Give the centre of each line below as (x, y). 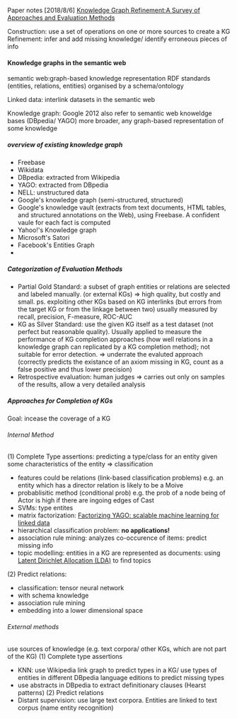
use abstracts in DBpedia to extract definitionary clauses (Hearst (112, 685)
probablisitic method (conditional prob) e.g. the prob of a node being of (121, 493)
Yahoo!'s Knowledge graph (57, 230)
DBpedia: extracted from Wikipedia (69, 178)
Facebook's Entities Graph (56, 245)
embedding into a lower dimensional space (80, 611)
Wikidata (30, 170)
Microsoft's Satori (44, 238)
